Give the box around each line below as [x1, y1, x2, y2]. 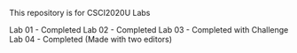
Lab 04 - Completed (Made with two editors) [9, 34, 173, 44]
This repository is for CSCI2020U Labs [9, 8, 151, 18]
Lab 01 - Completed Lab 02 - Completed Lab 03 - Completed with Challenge [9, 25, 289, 34]
